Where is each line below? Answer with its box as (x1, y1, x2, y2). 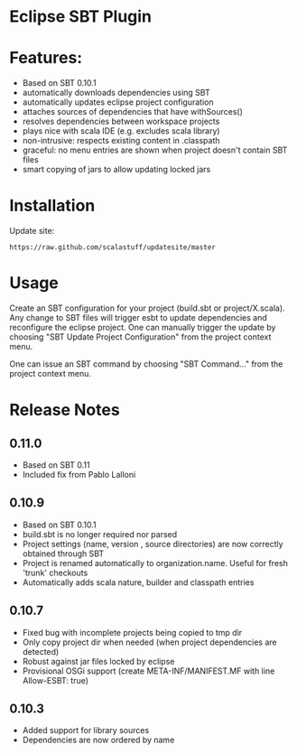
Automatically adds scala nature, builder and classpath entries (22, 576, 255, 588)
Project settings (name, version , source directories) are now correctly (22, 538, 283, 549)
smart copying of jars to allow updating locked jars (22, 164, 211, 175)
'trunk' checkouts (22, 567, 88, 578)
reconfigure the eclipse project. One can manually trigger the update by (9, 322, 276, 332)
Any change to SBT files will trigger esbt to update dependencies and (9, 312, 268, 322)
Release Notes (9, 400, 120, 421)
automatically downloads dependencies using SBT (22, 88, 210, 98)
